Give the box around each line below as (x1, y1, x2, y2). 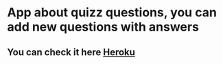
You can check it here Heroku (7, 46, 136, 58)
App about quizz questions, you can (7, 5, 218, 20)
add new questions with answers (7, 19, 199, 35)
